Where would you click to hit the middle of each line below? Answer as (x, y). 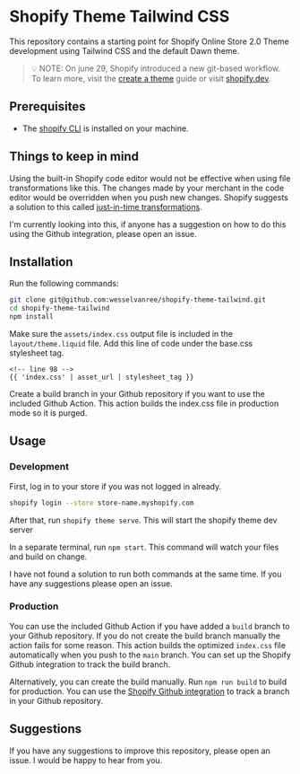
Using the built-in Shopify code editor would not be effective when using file (150, 178)
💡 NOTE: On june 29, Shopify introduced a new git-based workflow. (156, 68)
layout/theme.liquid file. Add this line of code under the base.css (131, 343)
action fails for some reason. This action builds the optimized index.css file (148, 645)
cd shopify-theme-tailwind (60, 308)
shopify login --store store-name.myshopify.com (102, 503)
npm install (31, 317)
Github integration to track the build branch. (90, 664)
